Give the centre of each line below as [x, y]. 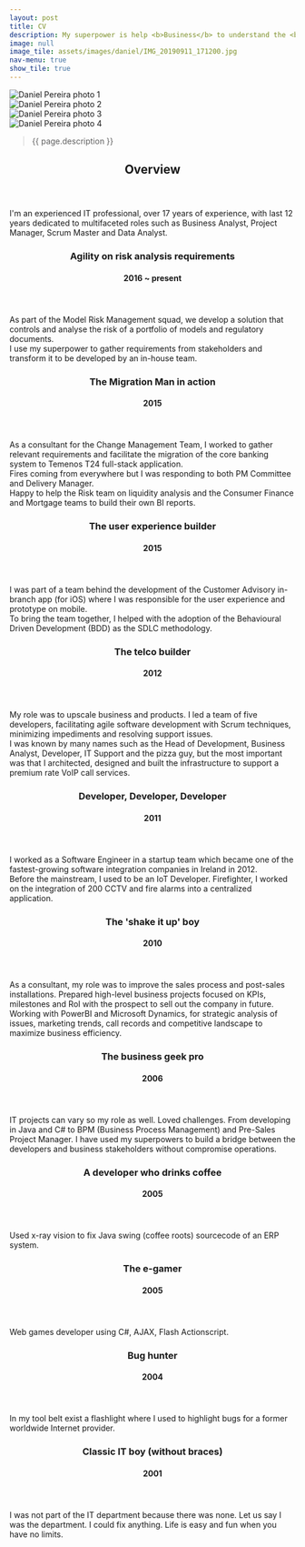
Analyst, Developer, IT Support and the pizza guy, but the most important [146, 753]
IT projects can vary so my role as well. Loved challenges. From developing [150, 1120]
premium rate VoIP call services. [70, 773]
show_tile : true [40, 69]
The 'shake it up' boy [152, 921]
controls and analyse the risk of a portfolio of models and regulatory [137, 329]
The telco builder [152, 651]
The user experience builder [152, 527]
